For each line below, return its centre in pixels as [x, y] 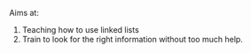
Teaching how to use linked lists [80, 30]
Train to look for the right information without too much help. [133, 39]
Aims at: [24, 13]
